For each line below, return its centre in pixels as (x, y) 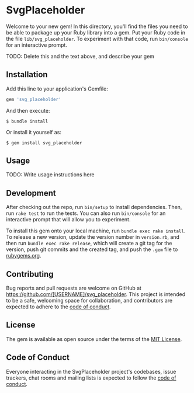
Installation (27, 74)
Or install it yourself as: (34, 132)
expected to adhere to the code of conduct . (58, 307)
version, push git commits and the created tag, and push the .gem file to (92, 249)
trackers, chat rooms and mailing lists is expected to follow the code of (91, 378)
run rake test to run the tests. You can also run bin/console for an (86, 213)
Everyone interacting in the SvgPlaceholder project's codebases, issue (91, 371)
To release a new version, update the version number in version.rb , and (93, 237)
